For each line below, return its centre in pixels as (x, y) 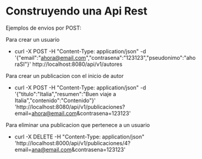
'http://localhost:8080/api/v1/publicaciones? (70, 106)
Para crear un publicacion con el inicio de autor (65, 76)
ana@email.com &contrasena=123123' (79, 149)
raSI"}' (23, 64)
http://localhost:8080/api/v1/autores (77, 64)
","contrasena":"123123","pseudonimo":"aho (141, 57)
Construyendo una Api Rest (77, 11)
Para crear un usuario (33, 39)
